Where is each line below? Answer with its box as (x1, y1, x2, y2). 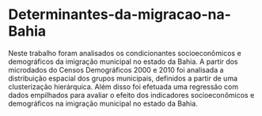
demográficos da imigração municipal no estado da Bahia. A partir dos (8, 57, 239, 66)
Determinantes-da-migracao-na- (8, 6, 232, 24)
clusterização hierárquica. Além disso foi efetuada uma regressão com (8, 81, 239, 92)
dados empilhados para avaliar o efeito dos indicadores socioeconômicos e (8, 90, 255, 99)
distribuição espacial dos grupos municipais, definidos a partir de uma (8, 73, 238, 83)
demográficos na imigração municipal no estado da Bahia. (8, 99, 198, 108)
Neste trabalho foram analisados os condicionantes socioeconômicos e (8, 48, 241, 58)
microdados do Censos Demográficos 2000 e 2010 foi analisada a (8, 65, 224, 74)
